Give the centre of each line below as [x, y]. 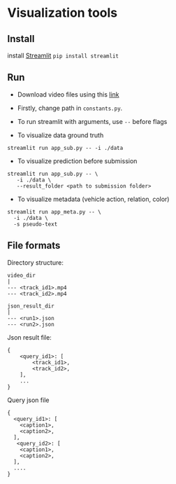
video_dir [22, 275]
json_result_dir [31, 306]
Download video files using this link [68, 94]
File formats [34, 246]
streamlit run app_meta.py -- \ [54, 212]
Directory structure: [36, 262]
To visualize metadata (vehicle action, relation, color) [93, 199]
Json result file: [30, 337]
